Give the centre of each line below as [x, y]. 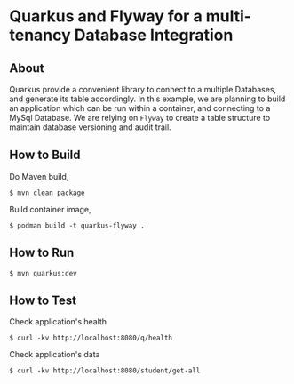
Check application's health [58, 322]
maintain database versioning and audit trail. [90, 127]
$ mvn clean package [48, 193]
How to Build [45, 155]
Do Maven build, [39, 176]
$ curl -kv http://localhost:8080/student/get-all [105, 371]
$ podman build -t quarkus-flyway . [77, 225]
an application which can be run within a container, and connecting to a [140, 108]
